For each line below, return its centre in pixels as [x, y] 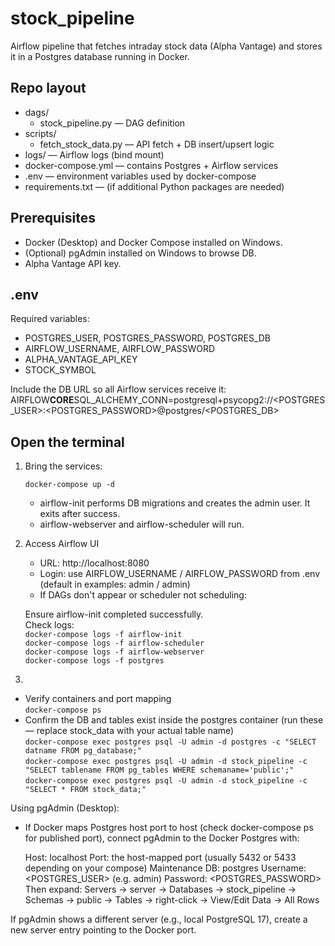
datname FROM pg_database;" [83, 751]
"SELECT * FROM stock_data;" [85, 790]
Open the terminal [67, 442]
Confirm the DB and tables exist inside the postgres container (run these [174, 720]
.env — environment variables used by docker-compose [140, 176]
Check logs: [49, 625]
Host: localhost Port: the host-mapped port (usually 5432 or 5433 [160, 858]
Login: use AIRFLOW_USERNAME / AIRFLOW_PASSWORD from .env [180, 574]
